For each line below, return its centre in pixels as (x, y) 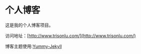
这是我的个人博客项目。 (29, 25)
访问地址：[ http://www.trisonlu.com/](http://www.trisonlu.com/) (70, 35)
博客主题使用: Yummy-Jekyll (34, 46)
